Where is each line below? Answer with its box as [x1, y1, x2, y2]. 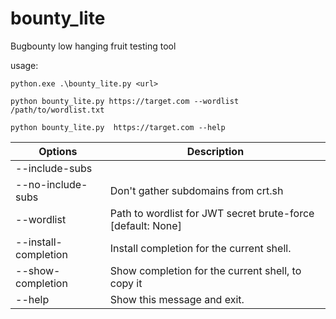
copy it [109, 276, 143, 290]
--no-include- [15, 177, 88, 191]
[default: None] [109, 218, 182, 232]
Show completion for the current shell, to [109, 263, 302, 277]
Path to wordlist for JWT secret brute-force [109, 206, 315, 220]
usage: [10, 59, 39, 71]
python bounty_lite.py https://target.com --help [10, 122, 226, 132]
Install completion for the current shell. [109, 241, 292, 255]
